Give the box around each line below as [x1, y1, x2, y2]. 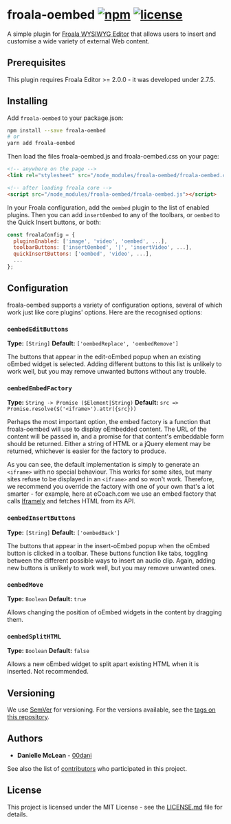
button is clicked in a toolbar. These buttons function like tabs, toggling [7, 549, 208, 557]
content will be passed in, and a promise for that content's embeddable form [7, 432, 224, 441]
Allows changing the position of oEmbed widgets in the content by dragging [7, 607, 222, 616]
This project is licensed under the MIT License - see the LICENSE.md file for [7, 803, 223, 811]
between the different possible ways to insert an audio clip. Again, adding [7, 556, 216, 565]
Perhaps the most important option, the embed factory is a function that [7, 418, 211, 426]
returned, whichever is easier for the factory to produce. [7, 447, 166, 455]
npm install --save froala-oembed [7, 127, 107, 134]
